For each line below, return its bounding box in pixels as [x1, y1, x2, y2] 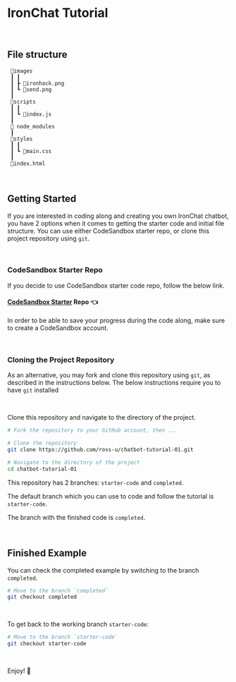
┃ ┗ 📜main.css [10, 147, 52, 154]
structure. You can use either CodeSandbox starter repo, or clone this [7, 226, 210, 235]
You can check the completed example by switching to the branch [7, 566, 199, 574]
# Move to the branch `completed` [7, 587, 109, 594]
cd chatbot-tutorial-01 [7, 465, 77, 473]
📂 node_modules [10, 123, 55, 130]
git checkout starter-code [7, 640, 87, 647]
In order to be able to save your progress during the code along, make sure [7, 316, 225, 325]
